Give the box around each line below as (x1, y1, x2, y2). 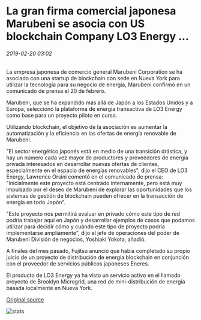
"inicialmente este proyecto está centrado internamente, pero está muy (6, 180, 182, 187)
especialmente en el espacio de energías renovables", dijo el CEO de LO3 (6, 167, 188, 174)
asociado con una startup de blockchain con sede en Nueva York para (6, 75, 180, 82)
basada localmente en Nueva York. (6, 285, 93, 292)
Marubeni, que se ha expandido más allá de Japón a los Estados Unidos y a (6, 99, 193, 106)
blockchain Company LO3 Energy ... (6, 30, 189, 43)
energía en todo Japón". (6, 199, 66, 206)
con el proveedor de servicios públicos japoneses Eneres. (6, 260, 149, 267)
